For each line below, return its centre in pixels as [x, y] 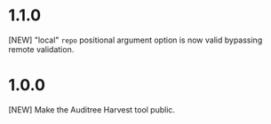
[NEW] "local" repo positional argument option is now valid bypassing [135, 40]
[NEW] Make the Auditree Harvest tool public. [92, 109]
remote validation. [41, 49]
